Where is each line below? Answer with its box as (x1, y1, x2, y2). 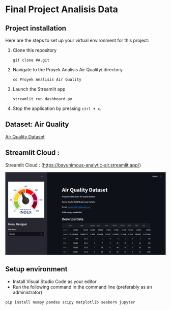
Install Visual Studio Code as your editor (12, 278, 97, 285)
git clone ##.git (12, 58, 50, 63)
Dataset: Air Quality (5, 120, 69, 129)
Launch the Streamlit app (12, 86, 66, 92)
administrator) (12, 289, 42, 295)
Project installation (5, 24, 67, 33)
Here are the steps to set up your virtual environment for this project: (5, 37, 149, 43)
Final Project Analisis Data (5, 4, 119, 15)
